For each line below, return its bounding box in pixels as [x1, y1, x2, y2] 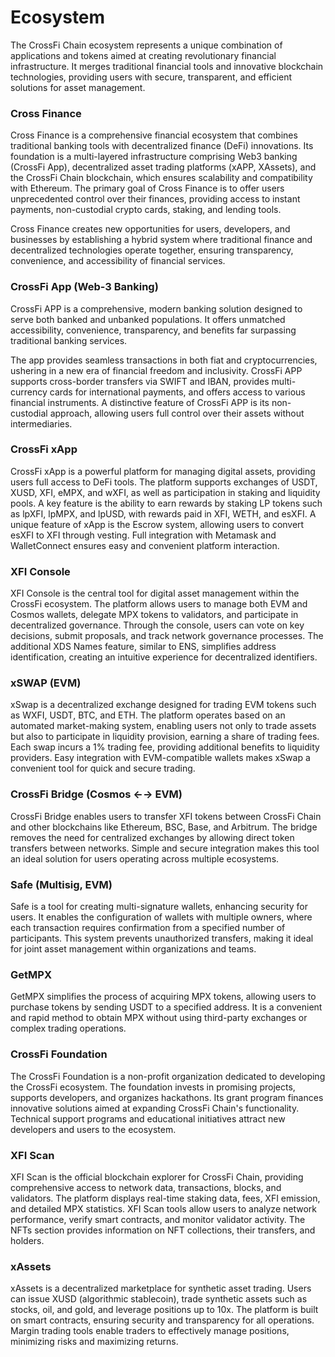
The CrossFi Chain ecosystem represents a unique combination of [10, 39, 283, 51]
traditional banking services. [10, 334, 128, 346]
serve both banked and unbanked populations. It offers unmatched [10, 313, 286, 325]
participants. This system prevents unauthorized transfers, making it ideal [10, 932, 314, 945]
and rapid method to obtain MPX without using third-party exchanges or [10, 1012, 308, 1024]
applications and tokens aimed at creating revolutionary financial [10, 49, 277, 61]
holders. [10, 1234, 45, 1246]
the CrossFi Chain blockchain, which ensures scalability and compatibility [10, 172, 313, 184]
